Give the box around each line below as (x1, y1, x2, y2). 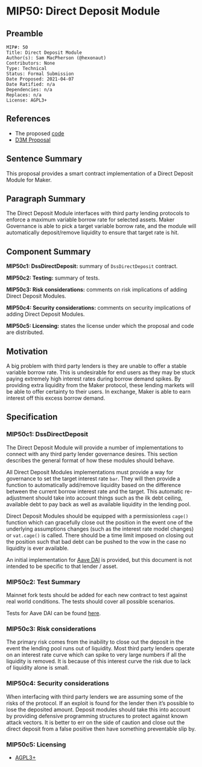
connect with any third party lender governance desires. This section (6, 450, 178, 457)
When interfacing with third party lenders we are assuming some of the (6, 693, 183, 700)
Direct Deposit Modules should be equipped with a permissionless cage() (6, 512, 189, 520)
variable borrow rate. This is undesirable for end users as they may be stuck (6, 369, 195, 376)
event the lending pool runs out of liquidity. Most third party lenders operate (6, 645, 195, 652)
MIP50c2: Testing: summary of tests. (6, 274, 100, 282)
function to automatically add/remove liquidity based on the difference (6, 481, 181, 488)
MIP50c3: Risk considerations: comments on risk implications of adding (6, 286, 188, 293)
